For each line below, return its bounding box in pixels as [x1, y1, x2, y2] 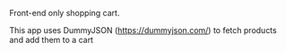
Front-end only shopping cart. [9, 8, 120, 18]
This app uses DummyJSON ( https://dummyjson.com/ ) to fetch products [9, 25, 277, 35]
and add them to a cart [9, 35, 94, 45]
